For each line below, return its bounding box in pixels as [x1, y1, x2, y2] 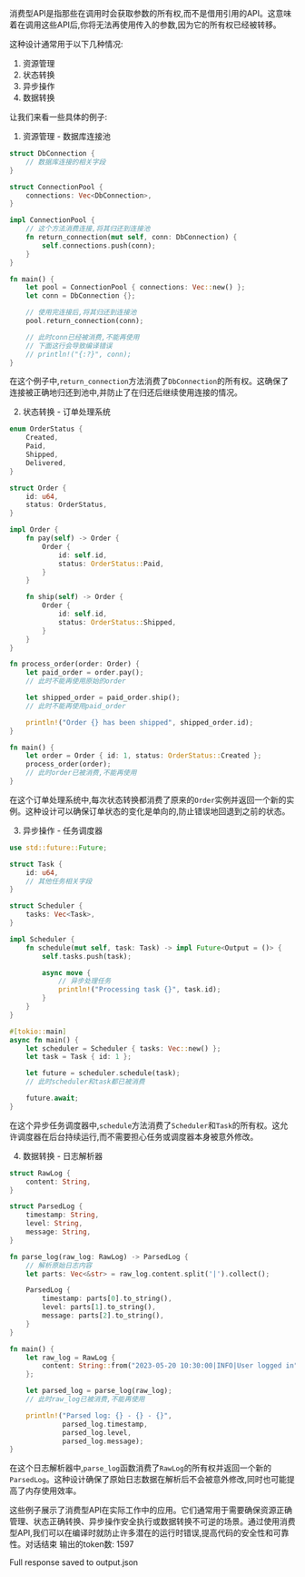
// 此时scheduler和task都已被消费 [25, 1077, 145, 1086]
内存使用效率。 [25, 1485, 82, 1496]
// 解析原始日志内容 [25, 1260, 93, 1270]
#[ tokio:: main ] [9, 1027, 67, 1036]
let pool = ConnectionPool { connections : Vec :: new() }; [25, 283, 246, 292]
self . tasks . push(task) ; [42, 951, 132, 961]
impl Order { [9, 525, 59, 534]
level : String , [25, 1219, 84, 1228]
